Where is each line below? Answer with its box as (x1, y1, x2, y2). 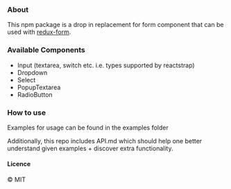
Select (17, 75, 36, 84)
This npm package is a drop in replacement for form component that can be (7, 21, 224, 29)
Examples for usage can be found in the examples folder (7, 123, 169, 132)
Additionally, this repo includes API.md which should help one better (7, 136, 203, 145)
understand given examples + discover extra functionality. (7, 144, 173, 152)
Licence (7, 160, 31, 168)
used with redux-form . (7, 28, 71, 36)
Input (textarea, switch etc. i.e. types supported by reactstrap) (17, 61, 196, 69)
